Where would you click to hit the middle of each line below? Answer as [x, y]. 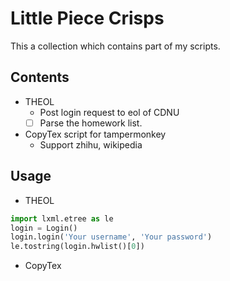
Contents [40, 77]
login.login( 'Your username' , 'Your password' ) [111, 237]
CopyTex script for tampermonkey [95, 134]
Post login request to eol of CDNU [109, 112]
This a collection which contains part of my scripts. [115, 46]
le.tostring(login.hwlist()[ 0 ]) [77, 247]
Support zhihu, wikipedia [91, 144]
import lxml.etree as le [62, 218]
